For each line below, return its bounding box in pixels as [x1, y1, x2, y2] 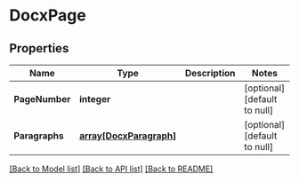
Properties [9, 41, 69, 56]
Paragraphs [13, 130, 64, 142]
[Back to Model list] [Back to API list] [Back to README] [9, 163, 214, 174]
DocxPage [9, 5, 86, 26]
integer [78, 93, 111, 105]
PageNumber [13, 93, 71, 105]
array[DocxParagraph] [78, 130, 176, 142]
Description [184, 67, 236, 79]
